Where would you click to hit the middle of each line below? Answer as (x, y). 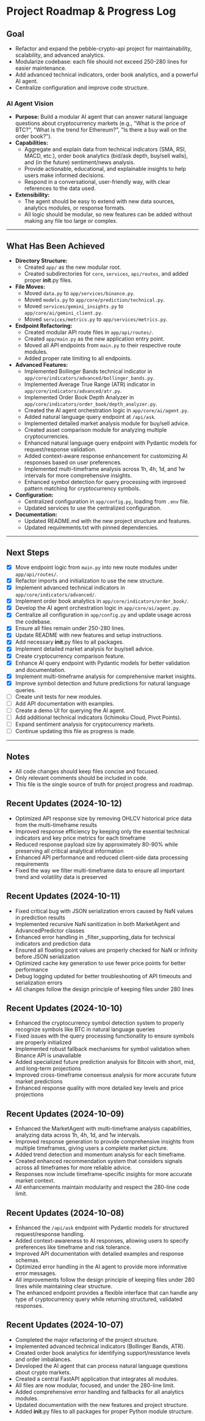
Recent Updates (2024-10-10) (64, 1008)
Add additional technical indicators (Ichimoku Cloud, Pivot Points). (98, 717)
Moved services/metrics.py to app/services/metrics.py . (96, 319)
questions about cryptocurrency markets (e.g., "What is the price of (100, 123)
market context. (35, 1181)
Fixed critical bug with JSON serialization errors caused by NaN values (104, 911)
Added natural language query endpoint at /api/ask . (90, 417)
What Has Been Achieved (56, 246)
